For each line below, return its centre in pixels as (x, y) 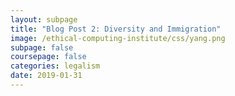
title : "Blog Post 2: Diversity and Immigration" (116, 29)
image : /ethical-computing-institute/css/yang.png (118, 38)
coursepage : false (48, 57)
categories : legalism (55, 66)
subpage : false (42, 47)
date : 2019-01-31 (46, 76)
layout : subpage (44, 19)
